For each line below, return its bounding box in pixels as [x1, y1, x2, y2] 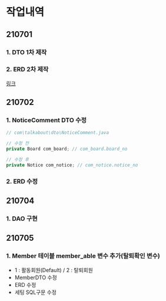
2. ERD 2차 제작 [6, 66, 49, 74]
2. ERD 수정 [6, 177, 38, 185]
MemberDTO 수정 [14, 274, 57, 281]
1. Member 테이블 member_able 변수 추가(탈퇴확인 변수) [6, 252, 160, 260]
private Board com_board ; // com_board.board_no [6, 146, 128, 152]
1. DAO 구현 [6, 215, 38, 223]
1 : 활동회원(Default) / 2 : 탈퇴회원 [14, 266, 93, 273]
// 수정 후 [6, 157, 29, 163]
